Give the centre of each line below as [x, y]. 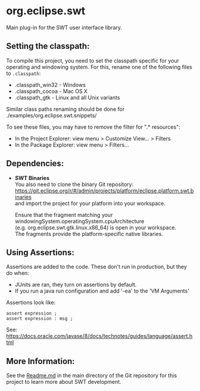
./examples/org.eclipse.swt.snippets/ [51, 115]
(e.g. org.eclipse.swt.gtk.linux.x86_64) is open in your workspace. [96, 227]
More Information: [41, 361]
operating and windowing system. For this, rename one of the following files [99, 67]
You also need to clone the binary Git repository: [74, 184]
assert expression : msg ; [40, 319]
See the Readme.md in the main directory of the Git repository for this [92, 376]
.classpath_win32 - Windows [50, 85]
